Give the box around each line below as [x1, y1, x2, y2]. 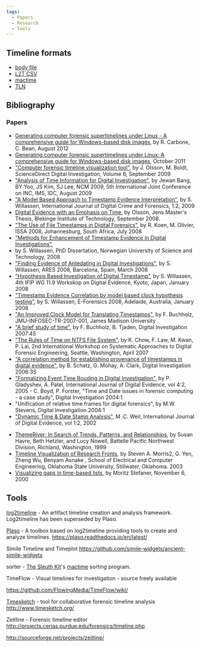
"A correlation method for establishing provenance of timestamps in [14, 355, 183, 362]
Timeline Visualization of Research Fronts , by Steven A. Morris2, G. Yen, [14, 450, 193, 457]
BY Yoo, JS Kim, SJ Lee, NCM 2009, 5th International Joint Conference [14, 183, 191, 190]
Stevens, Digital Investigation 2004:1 [14, 406, 105, 413]
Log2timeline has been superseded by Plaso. [6, 515, 118, 523]
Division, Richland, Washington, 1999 [14, 443, 107, 451]
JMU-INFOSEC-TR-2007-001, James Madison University [14, 317, 156, 324]
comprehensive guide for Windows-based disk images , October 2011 [14, 157, 186, 165]
